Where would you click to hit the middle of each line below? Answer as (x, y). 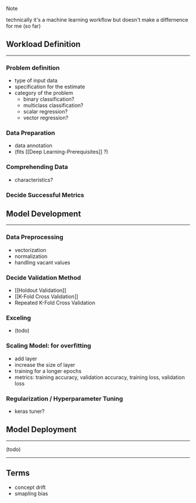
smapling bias (31, 493)
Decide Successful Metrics (45, 195)
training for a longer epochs (48, 371)
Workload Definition (43, 44)
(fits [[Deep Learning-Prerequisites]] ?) (61, 152)
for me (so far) (23, 26)
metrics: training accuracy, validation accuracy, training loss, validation (100, 377)
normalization (31, 256)
